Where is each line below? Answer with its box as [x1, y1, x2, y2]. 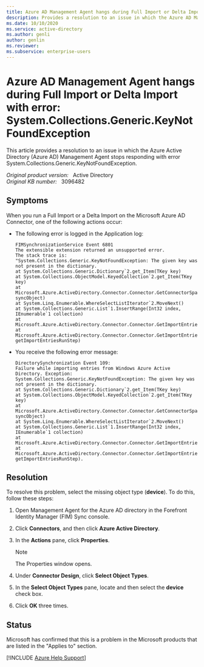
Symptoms [6, 195, 49, 206]
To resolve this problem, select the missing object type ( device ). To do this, [6, 488, 195, 496]
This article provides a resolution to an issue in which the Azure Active [6, 147, 182, 154]
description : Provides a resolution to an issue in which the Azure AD [6, 15, 191, 21]
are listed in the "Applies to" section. [6, 643, 97, 650]
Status [6, 620, 32, 630]
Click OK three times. [15, 602, 69, 609]
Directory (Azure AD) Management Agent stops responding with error [6, 153, 181, 160]
